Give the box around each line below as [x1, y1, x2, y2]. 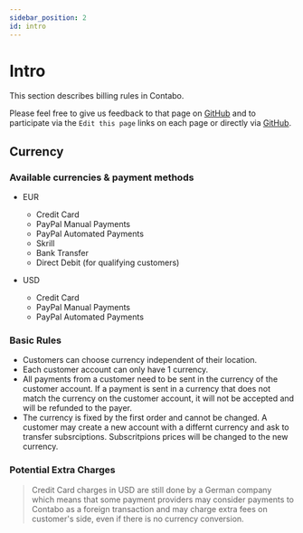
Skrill [35, 238, 55, 249]
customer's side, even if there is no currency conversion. [31, 513, 244, 524]
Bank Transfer [35, 248, 89, 259]
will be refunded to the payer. [22, 403, 133, 414]
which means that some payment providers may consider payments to [31, 494, 294, 505]
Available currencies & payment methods [9, 171, 194, 184]
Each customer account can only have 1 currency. [22, 364, 209, 376]
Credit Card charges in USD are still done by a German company [31, 484, 272, 495]
